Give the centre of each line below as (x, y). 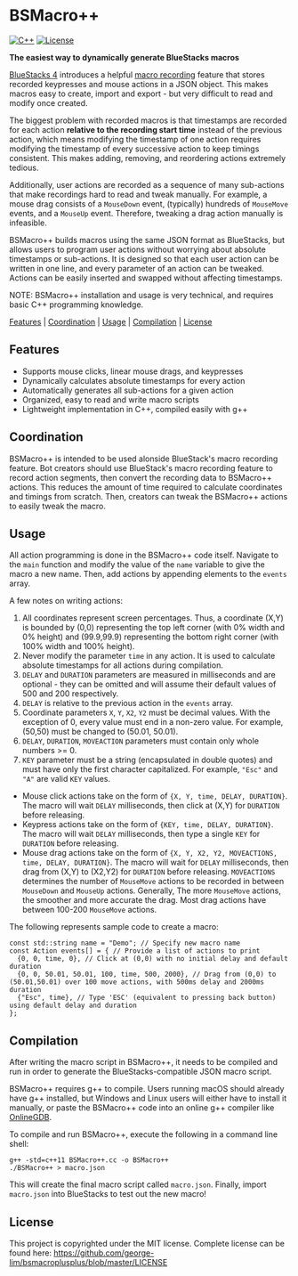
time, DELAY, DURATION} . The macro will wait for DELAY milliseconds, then (155, 862)
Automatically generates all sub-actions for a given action (128, 390)
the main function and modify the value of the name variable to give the (137, 565)
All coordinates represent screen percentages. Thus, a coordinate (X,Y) (153, 618)
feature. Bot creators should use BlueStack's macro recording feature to (141, 467)
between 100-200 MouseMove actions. (89, 910)
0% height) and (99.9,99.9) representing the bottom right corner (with (150, 637)
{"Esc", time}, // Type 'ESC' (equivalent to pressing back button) (147, 998)
